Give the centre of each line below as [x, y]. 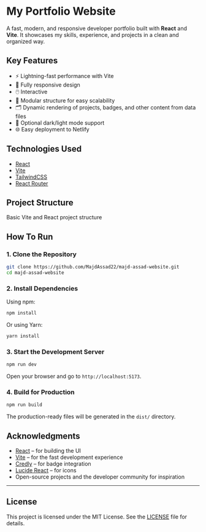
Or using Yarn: [25, 324]
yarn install [23, 336]
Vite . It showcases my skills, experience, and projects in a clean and [93, 34]
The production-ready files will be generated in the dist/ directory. [91, 417]
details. [16, 523]
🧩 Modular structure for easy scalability [65, 100]
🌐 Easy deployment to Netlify [52, 129]
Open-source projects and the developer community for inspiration [100, 477]
